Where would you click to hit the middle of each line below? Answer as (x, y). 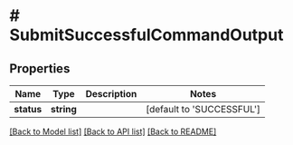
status (28, 109)
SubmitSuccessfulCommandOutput (146, 35)
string (63, 109)
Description (111, 94)
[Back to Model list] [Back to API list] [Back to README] (113, 131)
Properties (40, 68)
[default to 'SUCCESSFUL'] (203, 109)
